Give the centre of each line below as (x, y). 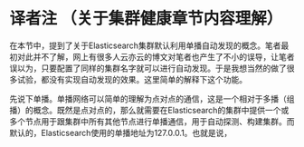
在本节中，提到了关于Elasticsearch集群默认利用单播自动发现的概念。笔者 (145, 45)
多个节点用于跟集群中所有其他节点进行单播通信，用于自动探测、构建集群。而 (152, 121)
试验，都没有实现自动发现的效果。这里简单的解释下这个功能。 (132, 79)
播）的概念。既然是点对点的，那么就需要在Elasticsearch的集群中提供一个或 (149, 110)
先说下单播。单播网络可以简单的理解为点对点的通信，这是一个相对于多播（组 (152, 98)
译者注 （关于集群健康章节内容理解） (146, 19)
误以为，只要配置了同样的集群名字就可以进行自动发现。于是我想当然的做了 (148, 68)
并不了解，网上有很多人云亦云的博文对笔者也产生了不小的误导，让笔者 (164, 56)
